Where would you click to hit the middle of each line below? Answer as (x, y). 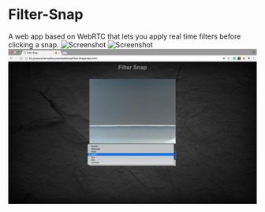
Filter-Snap (46, 15)
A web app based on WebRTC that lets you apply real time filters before (125, 36)
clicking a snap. (34, 44)
